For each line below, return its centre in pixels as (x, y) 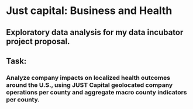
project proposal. (38, 41)
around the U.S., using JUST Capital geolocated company (89, 85)
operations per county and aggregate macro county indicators (96, 92)
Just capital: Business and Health (89, 11)
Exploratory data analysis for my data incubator (95, 32)
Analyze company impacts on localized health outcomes (88, 78)
